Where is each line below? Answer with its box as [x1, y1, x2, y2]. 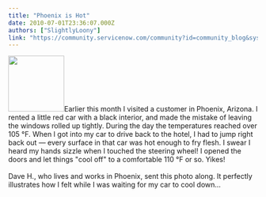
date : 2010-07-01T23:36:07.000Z [8, 19, 115, 27]
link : [8, 33, 26, 42]
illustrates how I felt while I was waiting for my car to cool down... [8, 180, 222, 190]
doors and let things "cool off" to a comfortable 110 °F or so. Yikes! [8, 155, 226, 165]
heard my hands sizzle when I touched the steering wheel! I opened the [8, 146, 241, 156]
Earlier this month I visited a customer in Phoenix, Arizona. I [64, 104, 258, 114]
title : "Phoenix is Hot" [8, 11, 90, 20]
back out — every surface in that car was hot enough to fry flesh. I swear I [8, 138, 251, 147]
